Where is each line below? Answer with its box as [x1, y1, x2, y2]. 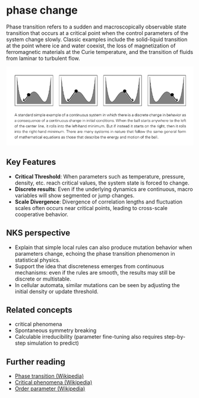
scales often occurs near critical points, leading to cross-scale [14, 204, 168, 211]
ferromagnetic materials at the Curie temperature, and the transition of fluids [6, 48, 194, 55]
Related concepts [6, 305, 72, 315]
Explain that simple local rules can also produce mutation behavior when [14, 244, 192, 251]
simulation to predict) [27, 339, 79, 347]
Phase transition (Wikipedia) [14, 372, 84, 380]
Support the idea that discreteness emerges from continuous [14, 262, 165, 270]
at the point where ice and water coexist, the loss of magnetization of [6, 42, 176, 49]
